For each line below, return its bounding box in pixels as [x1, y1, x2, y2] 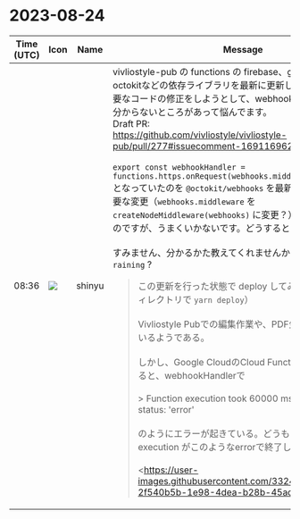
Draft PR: [112, 117, 150, 130]
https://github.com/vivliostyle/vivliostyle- [112, 129, 287, 141]
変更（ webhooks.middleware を [130, 195, 256, 207]
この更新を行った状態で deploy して [137, 280, 287, 292]
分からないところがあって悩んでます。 [112, 105, 272, 118]
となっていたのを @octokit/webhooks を [112, 181, 275, 194]
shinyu [75, 279, 104, 291]
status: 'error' [137, 403, 195, 415]
